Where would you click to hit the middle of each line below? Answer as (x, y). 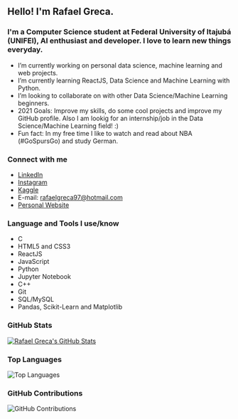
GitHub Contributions (45, 393)
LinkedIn (30, 174)
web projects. (38, 73)
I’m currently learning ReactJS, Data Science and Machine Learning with (124, 80)
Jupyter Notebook (44, 277)
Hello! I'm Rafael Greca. (60, 12)
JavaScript (33, 262)
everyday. (25, 50)
